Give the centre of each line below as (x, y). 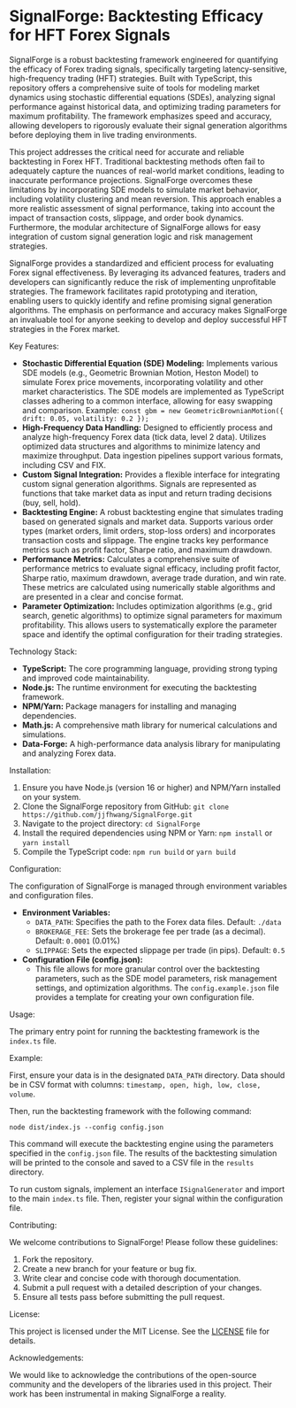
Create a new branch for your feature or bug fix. (109, 1268)
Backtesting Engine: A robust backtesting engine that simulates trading (152, 512)
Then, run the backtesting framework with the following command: (130, 1111)
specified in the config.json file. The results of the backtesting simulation (143, 1153)
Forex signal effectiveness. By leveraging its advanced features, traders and (148, 273)
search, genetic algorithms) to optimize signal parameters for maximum (152, 615)
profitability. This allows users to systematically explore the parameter (149, 625)
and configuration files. (51, 895)
